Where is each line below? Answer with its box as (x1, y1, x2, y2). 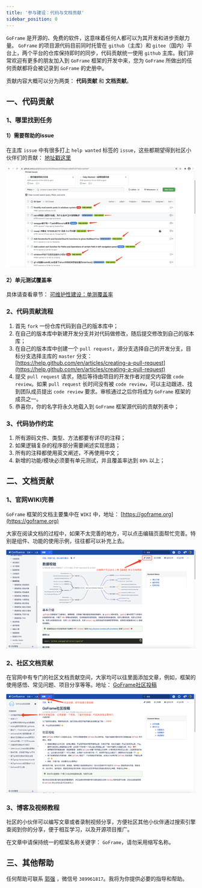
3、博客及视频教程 (6, 803, 60, 811)
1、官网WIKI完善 (6, 496, 54, 504)
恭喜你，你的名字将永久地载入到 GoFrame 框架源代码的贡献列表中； (14, 402, 179, 410)
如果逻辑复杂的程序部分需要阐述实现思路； (14, 442, 121, 449)
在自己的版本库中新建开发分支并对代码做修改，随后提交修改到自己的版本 (14, 330, 194, 337)
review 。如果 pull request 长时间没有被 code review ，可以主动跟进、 (14, 380, 188, 387)
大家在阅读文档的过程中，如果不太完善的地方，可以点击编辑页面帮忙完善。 (6, 530, 191, 537)
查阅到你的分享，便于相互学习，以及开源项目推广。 (6, 825, 133, 833)
